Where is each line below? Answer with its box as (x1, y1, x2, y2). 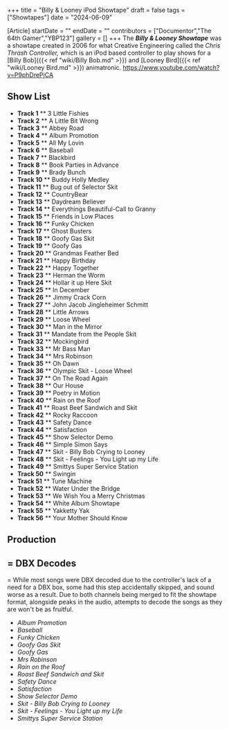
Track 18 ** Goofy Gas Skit (17, 234, 95, 242)
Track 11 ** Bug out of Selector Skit (17, 183, 118, 191)
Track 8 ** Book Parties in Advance (17, 161, 119, 169)
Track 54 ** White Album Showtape (17, 498, 120, 507)
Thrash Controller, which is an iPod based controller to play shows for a (7, 48, 211, 57)
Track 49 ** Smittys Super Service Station (17, 462, 138, 470)
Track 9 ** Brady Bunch (17, 168, 86, 176)
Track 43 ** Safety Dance (17, 418, 92, 426)
